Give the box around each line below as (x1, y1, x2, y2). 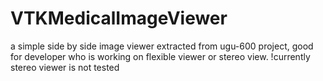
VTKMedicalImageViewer (10, 7, 228, 30)
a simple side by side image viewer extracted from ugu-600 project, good (10, 40, 314, 52)
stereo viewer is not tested (10, 61, 120, 73)
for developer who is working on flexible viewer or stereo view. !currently (10, 50, 311, 62)
